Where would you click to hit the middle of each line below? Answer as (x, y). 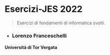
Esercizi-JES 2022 (44, 9)
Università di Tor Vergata (31, 48)
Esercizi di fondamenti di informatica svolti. (61, 23)
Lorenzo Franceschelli (39, 36)
